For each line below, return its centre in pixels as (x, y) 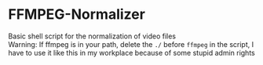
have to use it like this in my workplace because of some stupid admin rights (131, 52)
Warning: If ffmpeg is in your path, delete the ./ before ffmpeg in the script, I (131, 44)
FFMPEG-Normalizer (77, 14)
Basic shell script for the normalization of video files (92, 36)
